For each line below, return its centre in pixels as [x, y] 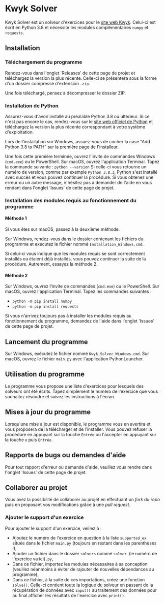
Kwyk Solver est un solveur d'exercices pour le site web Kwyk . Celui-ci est [81, 22]
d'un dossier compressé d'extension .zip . [48, 83]
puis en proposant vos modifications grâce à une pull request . [68, 505]
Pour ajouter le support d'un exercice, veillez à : [53, 528]
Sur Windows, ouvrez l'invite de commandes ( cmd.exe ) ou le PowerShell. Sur [82, 286]
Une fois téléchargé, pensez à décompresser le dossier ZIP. [66, 93]
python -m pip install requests [45, 307]
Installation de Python [32, 105]
